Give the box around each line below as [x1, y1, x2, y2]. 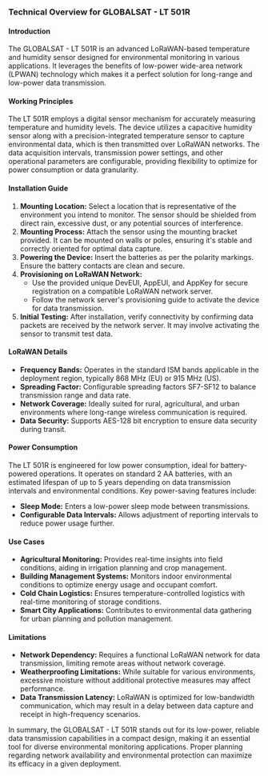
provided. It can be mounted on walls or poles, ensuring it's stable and [19, 235, 253, 245]
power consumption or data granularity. [8, 165, 138, 174]
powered [8, 469, 38, 478]
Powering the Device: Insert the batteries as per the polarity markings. [19, 252, 254, 262]
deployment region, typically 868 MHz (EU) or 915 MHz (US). [19, 373, 222, 382]
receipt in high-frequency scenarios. [19, 710, 141, 719]
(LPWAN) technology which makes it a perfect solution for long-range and [8, 70, 253, 79]
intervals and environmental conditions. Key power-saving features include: [8, 486, 258, 495]
